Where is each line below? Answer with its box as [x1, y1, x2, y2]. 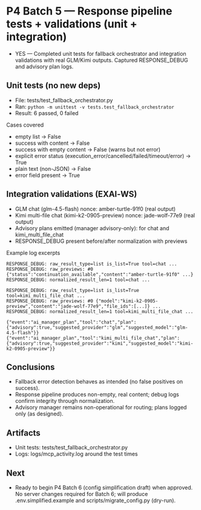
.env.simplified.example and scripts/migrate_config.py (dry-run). [15, 497, 176, 504]
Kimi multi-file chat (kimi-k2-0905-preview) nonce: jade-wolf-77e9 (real [15, 211, 196, 219]
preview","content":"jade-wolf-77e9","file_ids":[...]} [6, 303, 150, 310]
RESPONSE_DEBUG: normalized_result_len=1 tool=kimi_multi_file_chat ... [6, 308, 194, 314]
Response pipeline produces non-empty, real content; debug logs [15, 391, 180, 398]
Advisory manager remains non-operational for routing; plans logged [15, 404, 187, 411]
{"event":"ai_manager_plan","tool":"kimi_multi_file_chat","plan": [6, 335, 180, 341]
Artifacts [6, 428, 41, 438]
